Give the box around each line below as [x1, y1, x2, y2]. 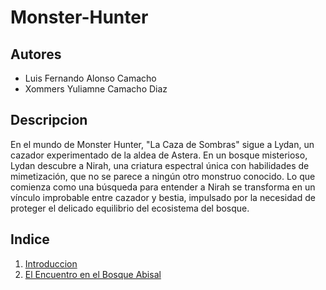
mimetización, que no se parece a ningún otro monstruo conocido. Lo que [10, 170, 316, 182]
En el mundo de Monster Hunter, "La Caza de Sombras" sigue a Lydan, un [10, 138, 315, 150]
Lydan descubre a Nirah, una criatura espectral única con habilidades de [10, 159, 310, 171]
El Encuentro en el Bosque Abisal [24, 268, 162, 280]
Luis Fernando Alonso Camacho [24, 72, 157, 84]
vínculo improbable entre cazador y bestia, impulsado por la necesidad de [10, 191, 316, 203]
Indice [10, 231, 50, 248]
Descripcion [10, 112, 88, 129]
